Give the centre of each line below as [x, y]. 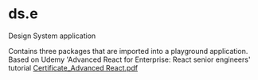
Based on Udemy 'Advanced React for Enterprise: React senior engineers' [129, 59]
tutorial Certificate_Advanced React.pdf [73, 67]
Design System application [52, 36]
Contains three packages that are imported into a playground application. [128, 51]
